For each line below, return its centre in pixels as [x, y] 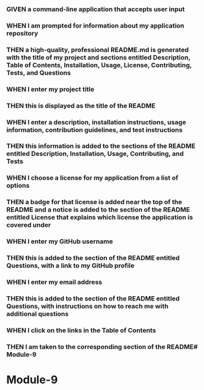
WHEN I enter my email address [54, 282]
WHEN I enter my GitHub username [60, 242]
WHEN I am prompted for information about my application [96, 25]
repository [22, 33]
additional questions [38, 313]
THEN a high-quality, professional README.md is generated [97, 50]
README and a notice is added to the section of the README [98, 210]
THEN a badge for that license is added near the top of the [94, 202]
